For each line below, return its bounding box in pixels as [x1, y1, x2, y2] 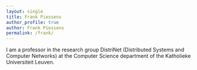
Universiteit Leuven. [6, 59, 55, 66]
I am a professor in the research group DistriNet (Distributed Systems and [6, 46, 185, 53]
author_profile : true [6, 19, 59, 25]
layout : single [6, 8, 44, 15]
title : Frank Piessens [6, 14, 62, 20]
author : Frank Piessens [6, 24, 65, 31]
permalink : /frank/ [6, 30, 54, 36]
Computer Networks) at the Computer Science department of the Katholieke [6, 52, 191, 60]
